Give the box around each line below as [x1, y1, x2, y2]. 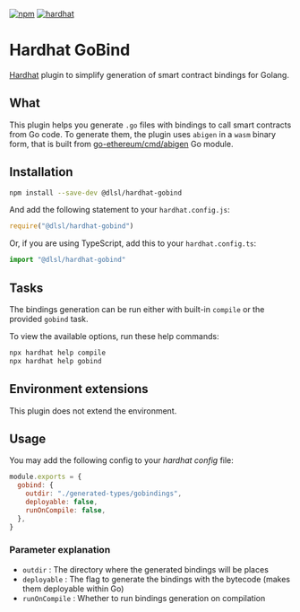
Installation [9, 164, 73, 179]
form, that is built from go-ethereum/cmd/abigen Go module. [9, 138, 234, 149]
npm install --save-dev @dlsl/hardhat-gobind [9, 188, 182, 197]
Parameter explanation [9, 544, 111, 556]
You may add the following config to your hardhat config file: [9, 455, 235, 466]
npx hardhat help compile [9, 348, 106, 357]
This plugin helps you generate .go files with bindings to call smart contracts [9, 119, 292, 130]
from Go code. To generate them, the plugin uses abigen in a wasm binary [9, 128, 276, 139]
